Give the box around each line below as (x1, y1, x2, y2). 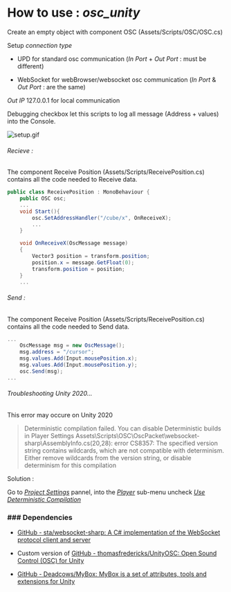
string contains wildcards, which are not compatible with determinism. (24, 446, 225, 455)
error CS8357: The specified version (113, 439, 218, 447)
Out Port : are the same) (17, 82, 86, 91)
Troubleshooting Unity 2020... (7, 390, 93, 398)
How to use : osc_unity (7, 5, 140, 21)
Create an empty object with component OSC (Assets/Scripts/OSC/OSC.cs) (7, 28, 223, 36)
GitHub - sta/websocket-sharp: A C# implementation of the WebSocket (17, 528, 221, 537)
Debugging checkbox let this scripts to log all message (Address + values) (7, 110, 219, 118)
